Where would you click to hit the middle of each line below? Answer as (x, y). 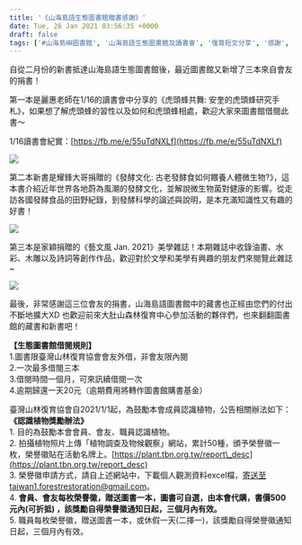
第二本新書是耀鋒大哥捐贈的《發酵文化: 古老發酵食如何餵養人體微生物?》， (146, 177)
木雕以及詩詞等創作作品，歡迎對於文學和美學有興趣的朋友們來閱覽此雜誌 (159, 258)
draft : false (34, 34)
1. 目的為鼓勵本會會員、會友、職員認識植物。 (92, 432)
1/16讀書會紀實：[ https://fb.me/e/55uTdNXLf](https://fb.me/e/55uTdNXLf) (146, 141)
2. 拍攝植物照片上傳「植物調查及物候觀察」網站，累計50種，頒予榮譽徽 (141, 443)
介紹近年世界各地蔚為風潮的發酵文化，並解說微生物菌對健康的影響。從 (155, 189)
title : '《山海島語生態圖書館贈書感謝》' (78, 18)
